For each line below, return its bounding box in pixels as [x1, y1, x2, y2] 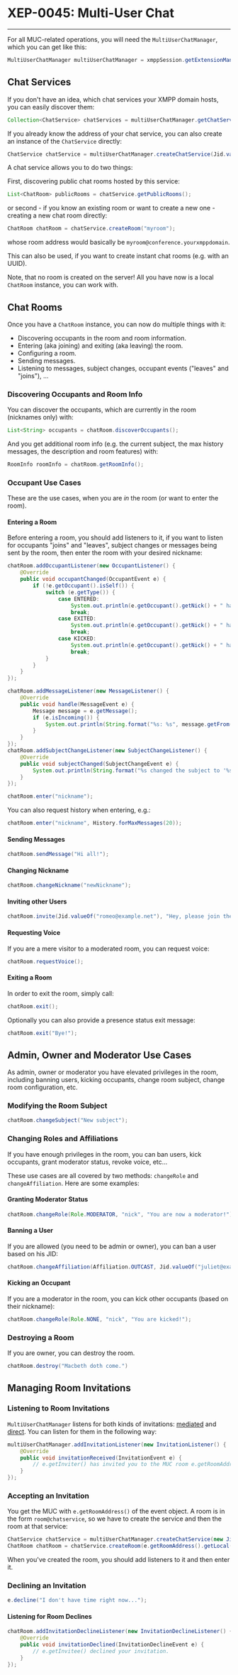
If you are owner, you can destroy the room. [7, 1349, 135, 1357]
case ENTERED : [57, 595, 100, 602]
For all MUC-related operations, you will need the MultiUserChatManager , [7, 35, 218, 43]
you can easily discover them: [7, 102, 95, 111]
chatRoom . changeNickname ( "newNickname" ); [7, 882, 132, 889]
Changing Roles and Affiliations [7, 1134, 118, 1144]
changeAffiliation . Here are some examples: [7, 1179, 140, 1187]
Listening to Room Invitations [7, 1403, 110, 1413]
